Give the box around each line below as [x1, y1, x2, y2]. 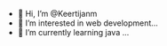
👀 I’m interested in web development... [17, 18, 158, 28]
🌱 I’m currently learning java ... [17, 27, 130, 37]
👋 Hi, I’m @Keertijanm [17, 9, 98, 19]
